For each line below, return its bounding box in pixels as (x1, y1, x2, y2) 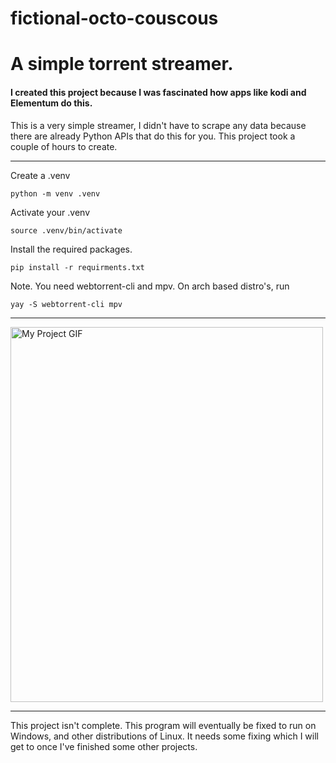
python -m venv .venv (10, 188, 101, 199)
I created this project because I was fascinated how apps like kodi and (10, 86, 307, 98)
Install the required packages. (10, 243, 133, 255)
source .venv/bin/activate (10, 225, 123, 236)
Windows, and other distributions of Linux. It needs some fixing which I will (10, 730, 319, 742)
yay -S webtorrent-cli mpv (10, 299, 123, 309)
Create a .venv (10, 169, 71, 181)
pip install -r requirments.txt (10, 262, 145, 272)
